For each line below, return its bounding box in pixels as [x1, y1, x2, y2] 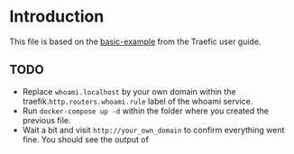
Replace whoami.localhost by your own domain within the [22, 86, 236, 96]
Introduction [9, 6, 105, 27]
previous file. [22, 114, 71, 125]
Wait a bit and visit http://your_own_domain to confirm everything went [22, 124, 285, 135]
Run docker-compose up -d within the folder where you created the [22, 105, 269, 116]
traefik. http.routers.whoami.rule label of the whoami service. [22, 95, 253, 106]
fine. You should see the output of [22, 133, 149, 145]
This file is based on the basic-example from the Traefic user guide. [9, 36, 262, 47]
